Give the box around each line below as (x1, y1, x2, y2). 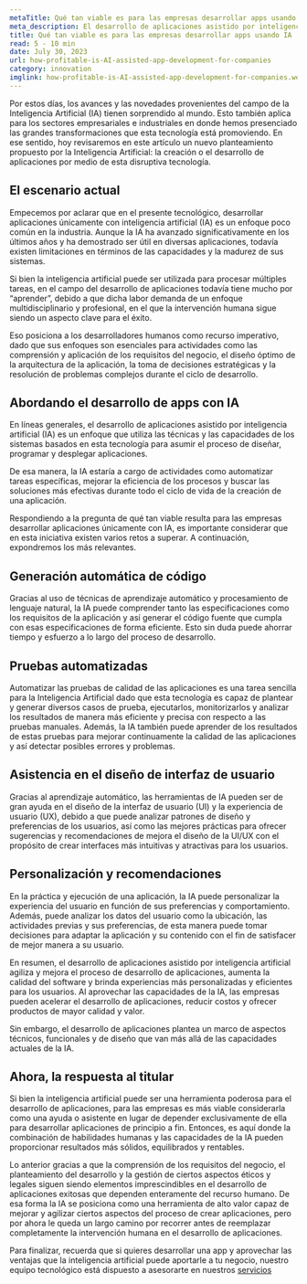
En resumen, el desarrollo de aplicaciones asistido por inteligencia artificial (9, 957, 291, 968)
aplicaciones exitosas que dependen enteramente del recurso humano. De (9, 1189, 291, 1200)
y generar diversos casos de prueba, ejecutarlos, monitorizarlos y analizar (9, 702, 290, 713)
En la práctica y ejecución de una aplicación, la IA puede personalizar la (9, 890, 281, 901)
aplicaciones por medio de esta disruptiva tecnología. (9, 156, 212, 167)
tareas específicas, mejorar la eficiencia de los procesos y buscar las (9, 476, 270, 487)
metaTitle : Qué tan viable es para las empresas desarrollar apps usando (9, 13, 297, 23)
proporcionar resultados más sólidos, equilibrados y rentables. (9, 1141, 245, 1152)
